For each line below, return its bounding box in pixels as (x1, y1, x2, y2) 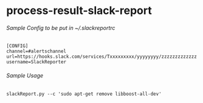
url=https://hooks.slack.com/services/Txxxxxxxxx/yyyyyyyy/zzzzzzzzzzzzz (6, 54, 198, 60)
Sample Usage (6, 71, 44, 79)
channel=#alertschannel (6, 48, 67, 55)
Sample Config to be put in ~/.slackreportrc (6, 24, 115, 31)
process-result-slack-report (6, 4, 152, 18)
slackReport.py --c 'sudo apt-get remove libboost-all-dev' (6, 91, 162, 97)
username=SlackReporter (6, 59, 67, 65)
